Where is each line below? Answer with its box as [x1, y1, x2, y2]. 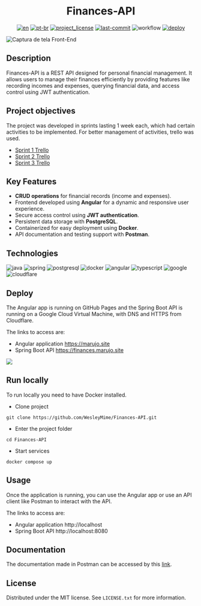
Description [6, 53, 51, 64]
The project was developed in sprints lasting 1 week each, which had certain [6, 122, 195, 129]
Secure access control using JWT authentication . [14, 212, 139, 219]
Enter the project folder [14, 425, 73, 432]
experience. [14, 205, 45, 212]
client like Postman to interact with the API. [6, 498, 112, 505]
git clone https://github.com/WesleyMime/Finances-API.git [6, 414, 157, 421]
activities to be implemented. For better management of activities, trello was [6, 128, 194, 135]
